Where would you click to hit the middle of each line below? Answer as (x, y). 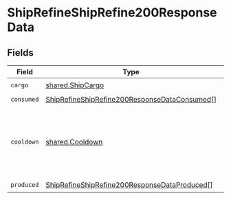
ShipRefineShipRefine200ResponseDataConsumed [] (131, 99)
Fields (21, 53)
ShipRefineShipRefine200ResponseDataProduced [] (129, 185)
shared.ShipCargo (75, 85)
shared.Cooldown (74, 142)
